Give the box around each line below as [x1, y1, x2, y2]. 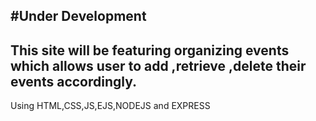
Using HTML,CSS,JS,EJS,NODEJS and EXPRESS [10, 100, 211, 112]
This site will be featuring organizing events [10, 42, 290, 59]
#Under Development [10, 8, 147, 25]
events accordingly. [10, 73, 138, 90]
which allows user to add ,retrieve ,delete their [10, 57, 307, 74]
